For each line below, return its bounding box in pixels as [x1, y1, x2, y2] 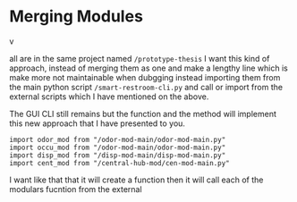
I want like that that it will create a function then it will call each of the [9, 174, 264, 185]
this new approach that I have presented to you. [9, 118, 186, 129]
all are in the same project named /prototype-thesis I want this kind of [9, 53, 270, 63]
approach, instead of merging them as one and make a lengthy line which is [9, 63, 288, 73]
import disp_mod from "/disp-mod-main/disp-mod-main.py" [9, 150, 226, 160]
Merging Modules [9, 6, 143, 27]
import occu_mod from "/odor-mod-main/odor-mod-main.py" [9, 143, 226, 152]
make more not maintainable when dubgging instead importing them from [9, 72, 281, 82]
